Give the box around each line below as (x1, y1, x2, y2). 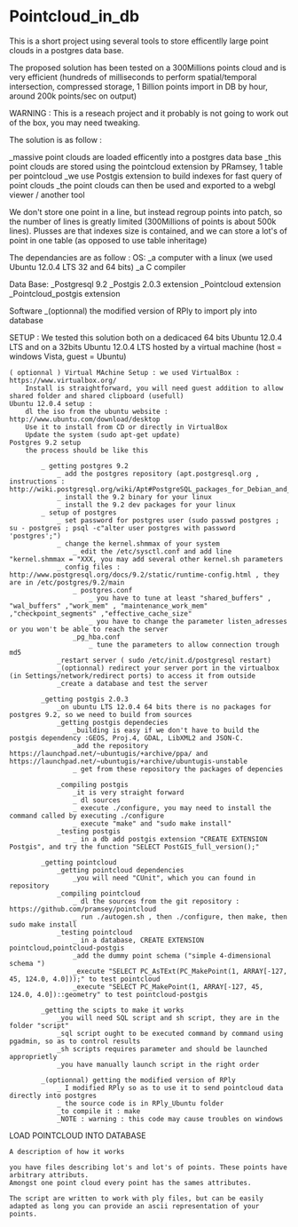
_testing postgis (56, 826, 122, 836)
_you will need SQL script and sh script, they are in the (56, 1013, 279, 1023)
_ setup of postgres (41, 508, 117, 517)
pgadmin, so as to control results (9, 1037, 141, 1046)
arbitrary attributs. (9, 1170, 90, 1179)
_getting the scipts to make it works (41, 1006, 184, 1015)
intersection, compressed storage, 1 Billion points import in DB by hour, (9, 81, 268, 92)
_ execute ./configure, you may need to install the (72, 803, 272, 812)
